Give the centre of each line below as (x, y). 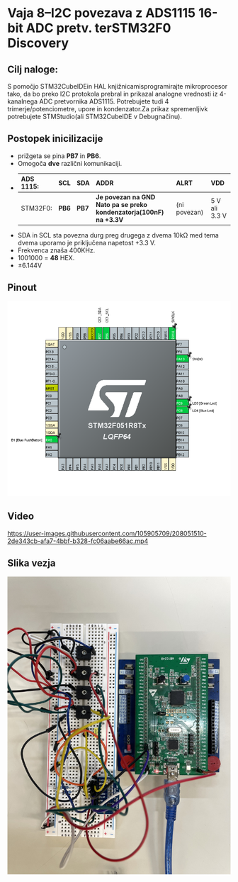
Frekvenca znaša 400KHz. (56, 250)
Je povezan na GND (125, 197)
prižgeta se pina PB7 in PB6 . (59, 156)
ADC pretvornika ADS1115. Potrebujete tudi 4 (104, 101)
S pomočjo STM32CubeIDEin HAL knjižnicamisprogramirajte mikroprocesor (118, 86)
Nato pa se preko (121, 204)
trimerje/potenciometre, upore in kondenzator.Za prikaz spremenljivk (108, 109)
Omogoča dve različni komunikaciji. (70, 163)
